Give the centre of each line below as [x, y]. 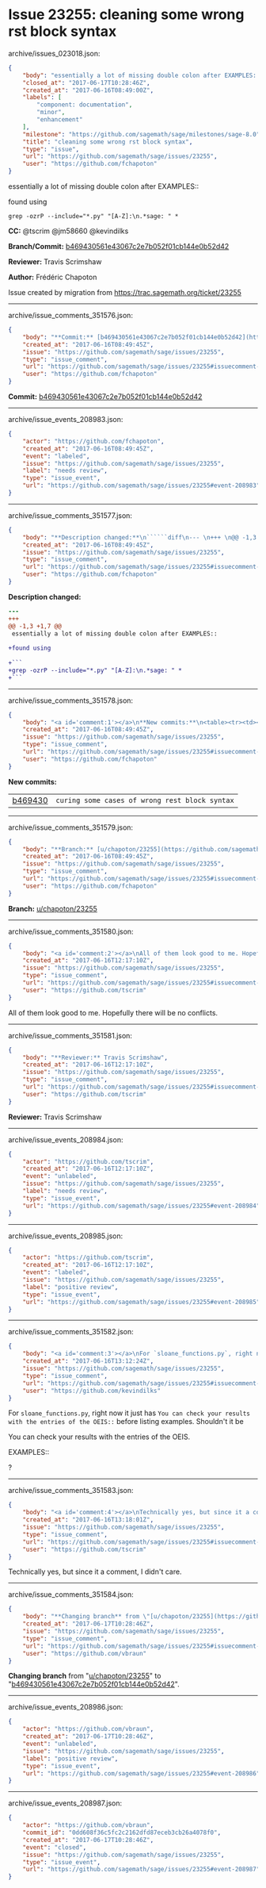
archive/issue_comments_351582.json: [71, 1332]
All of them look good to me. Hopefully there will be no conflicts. [113, 1012]
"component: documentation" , [85, 105]
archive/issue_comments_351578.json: [70, 700]
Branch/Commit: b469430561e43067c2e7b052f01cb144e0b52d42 [119, 247]
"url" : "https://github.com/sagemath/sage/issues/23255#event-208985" [141, 1302]
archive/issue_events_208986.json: [66, 1707]
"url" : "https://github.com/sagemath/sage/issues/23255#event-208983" [141, 485]
